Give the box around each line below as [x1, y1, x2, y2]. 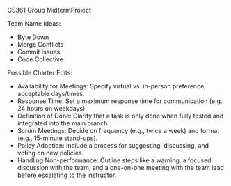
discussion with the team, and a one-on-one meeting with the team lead [17, 164, 225, 171]
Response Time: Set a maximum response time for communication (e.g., [17, 97, 225, 105]
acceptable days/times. [17, 90, 85, 98]
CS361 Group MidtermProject [7, 6, 92, 14]
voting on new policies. [17, 149, 84, 157]
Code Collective [17, 55, 64, 63]
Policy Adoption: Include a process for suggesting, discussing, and [17, 141, 209, 149]
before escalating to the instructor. [17, 171, 117, 179]
